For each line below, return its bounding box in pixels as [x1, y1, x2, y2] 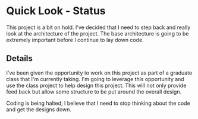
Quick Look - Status [6, 4, 106, 18]
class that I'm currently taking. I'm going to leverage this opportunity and [6, 75, 184, 82]
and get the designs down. [6, 105, 72, 113]
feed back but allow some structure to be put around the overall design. [6, 88, 182, 95]
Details [6, 53, 33, 63]
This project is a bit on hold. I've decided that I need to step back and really [6, 24, 191, 31]
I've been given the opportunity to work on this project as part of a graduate [6, 69, 193, 76]
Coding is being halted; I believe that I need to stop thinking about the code [6, 99, 190, 107]
